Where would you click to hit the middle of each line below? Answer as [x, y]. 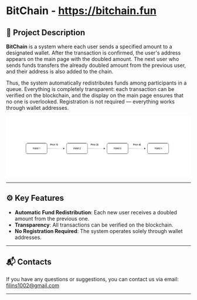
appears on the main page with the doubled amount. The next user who [93, 59]
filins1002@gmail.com [33, 285]
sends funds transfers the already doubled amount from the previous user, [96, 65]
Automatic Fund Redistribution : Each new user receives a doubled [96, 212]
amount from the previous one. [52, 218]
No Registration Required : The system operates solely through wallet [98, 231]
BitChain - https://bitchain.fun [81, 11]
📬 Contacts [29, 262]
